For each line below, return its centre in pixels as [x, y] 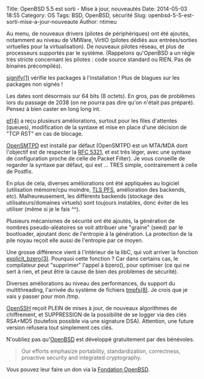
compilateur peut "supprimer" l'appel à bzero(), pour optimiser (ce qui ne [98, 265]
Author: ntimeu [98, 22]
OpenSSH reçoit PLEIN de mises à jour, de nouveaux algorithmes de [92, 308]
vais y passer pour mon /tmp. [43, 296]
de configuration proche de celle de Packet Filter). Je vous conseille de [96, 158]
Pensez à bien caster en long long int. [54, 109]
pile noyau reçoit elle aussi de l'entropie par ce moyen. [75, 240]
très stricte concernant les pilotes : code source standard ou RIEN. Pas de [99, 59]
